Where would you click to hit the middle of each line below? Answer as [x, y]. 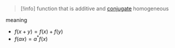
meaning [17, 20]
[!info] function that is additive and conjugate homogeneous [94, 9]
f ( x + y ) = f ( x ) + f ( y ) [39, 31]
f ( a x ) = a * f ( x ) [31, 38]
